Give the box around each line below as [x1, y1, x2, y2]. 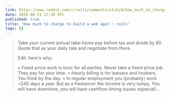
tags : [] [5, 26, 24, 31]
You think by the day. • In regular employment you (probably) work [17, 75, 157, 81]
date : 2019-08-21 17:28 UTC [5, 12, 65, 17]
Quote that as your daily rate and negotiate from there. [17, 45, 132, 51]
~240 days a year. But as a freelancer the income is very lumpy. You [17, 81, 160, 87]
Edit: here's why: [17, 55, 53, 61]
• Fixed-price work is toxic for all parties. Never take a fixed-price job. [17, 65, 164, 71]
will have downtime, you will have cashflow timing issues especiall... [17, 86, 160, 92]
